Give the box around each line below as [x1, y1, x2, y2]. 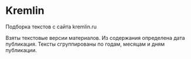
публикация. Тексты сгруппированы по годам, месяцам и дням [5, 40, 165, 47]
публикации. [5, 46, 37, 53]
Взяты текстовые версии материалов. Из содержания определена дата [5, 34, 185, 41]
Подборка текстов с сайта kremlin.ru [5, 23, 97, 30]
